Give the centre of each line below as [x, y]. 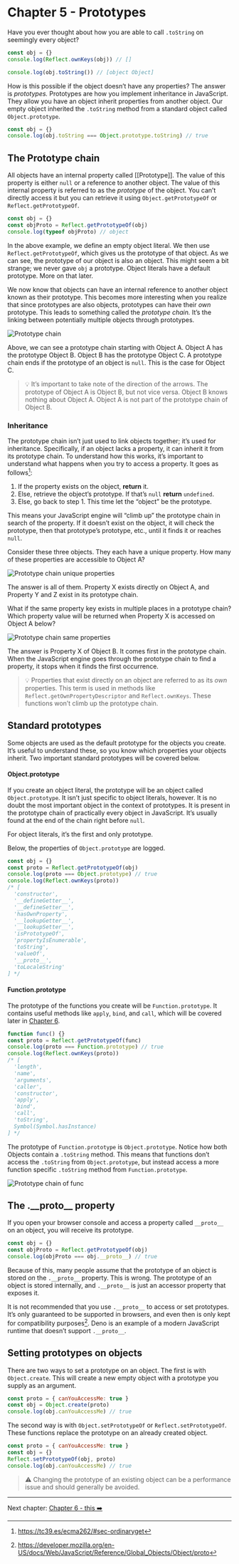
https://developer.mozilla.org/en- [66, 1545]
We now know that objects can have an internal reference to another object [118, 289]
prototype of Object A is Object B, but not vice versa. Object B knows [126, 392]
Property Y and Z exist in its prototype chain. [73, 594]
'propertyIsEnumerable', [51, 941]
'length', [28, 1067]
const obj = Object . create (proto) [59, 1405]
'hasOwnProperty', [41, 914]
